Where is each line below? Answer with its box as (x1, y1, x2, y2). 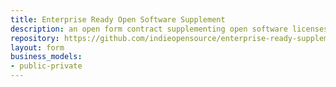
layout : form (10, 42, 65, 53)
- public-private (10, 61, 83, 71)
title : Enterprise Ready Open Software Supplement (10, 14, 226, 25)
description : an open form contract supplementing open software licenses (10, 24, 329, 34)
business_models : (10, 52, 83, 62)
